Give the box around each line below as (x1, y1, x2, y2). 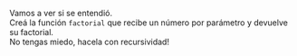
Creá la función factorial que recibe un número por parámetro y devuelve (9, 17, 288, 28)
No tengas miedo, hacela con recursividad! (9, 36, 170, 47)
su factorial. (9, 27, 54, 37)
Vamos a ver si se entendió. (9, 8, 113, 18)
